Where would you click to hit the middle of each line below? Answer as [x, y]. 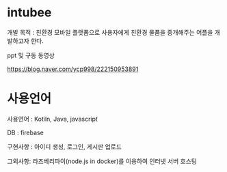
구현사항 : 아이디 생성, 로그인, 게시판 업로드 [64, 146]
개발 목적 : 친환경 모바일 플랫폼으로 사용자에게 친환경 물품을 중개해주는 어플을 [110, 32]
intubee [29, 13]
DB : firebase [26, 132]
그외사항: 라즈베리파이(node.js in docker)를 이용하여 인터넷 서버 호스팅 [102, 161]
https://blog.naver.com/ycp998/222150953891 [73, 69]
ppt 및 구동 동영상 [31, 55]
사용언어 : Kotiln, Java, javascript [52, 119]
